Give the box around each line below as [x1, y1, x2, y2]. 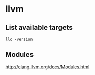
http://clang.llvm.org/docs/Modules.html [5, 64, 90, 70]
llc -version [5, 36, 33, 42]
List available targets [5, 23, 73, 32]
